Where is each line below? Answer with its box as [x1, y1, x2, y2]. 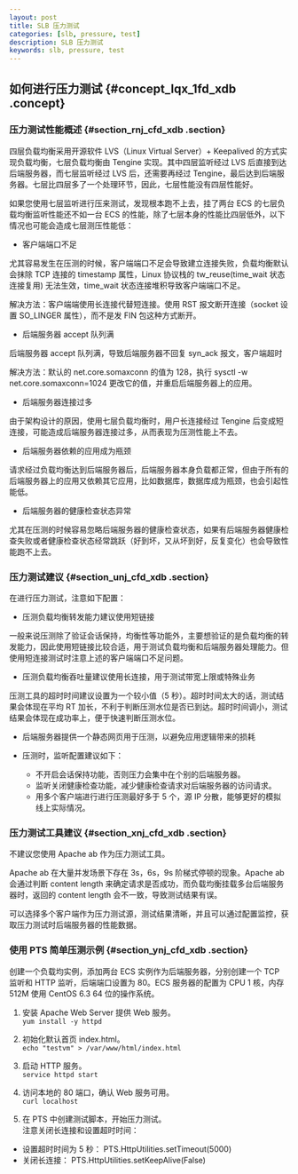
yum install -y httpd [21, 1017, 102, 1026]
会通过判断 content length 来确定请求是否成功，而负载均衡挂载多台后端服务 [9, 878, 285, 889]
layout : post [9, 12, 58, 22]
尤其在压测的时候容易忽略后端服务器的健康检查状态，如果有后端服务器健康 [9, 524, 281, 535]
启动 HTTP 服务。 [21, 1060, 87, 1071]
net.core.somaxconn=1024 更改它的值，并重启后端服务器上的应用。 [9, 377, 257, 388]
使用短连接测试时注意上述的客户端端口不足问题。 [9, 653, 188, 663]
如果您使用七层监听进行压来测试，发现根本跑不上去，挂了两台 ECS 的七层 [9, 197, 278, 209]
